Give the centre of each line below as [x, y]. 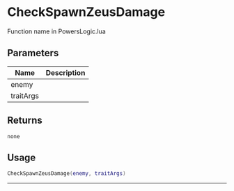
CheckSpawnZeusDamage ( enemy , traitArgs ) [67, 174]
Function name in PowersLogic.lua [56, 31]
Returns [25, 121]
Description [65, 72]
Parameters [33, 53]
